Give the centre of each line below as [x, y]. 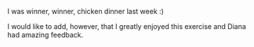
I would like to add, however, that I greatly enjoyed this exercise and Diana [127, 26]
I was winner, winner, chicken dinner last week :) [85, 11]
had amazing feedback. [45, 35]
